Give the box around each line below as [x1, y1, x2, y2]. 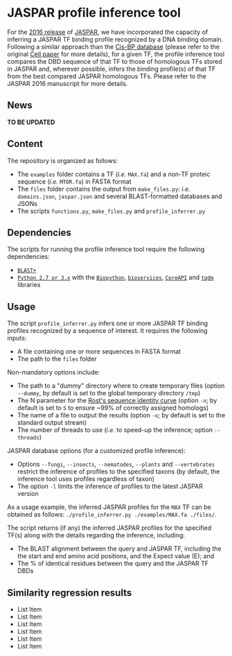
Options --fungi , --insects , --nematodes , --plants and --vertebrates [17, 460, 215, 469]
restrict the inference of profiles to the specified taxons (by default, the [17, 467, 220, 476]
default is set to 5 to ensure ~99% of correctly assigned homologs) [17, 404, 209, 412]
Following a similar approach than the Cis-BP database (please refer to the [7, 42, 220, 51]
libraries [17, 281, 41, 289]
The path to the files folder [17, 355, 97, 363]
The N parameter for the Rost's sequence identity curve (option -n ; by [17, 397, 217, 405]
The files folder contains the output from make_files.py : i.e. [17, 184, 190, 193]
